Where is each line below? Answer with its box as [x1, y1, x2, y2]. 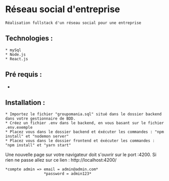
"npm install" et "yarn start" [5, 143, 71, 148]
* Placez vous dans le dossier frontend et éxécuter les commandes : [5, 138, 155, 143]
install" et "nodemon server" [5, 134, 69, 139]
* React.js [5, 56, 28, 61]
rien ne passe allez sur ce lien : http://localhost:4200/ [5, 157, 117, 163]
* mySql [5, 47, 22, 53]
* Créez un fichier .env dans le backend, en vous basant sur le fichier [5, 121, 164, 126]
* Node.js [5, 52, 26, 57]
